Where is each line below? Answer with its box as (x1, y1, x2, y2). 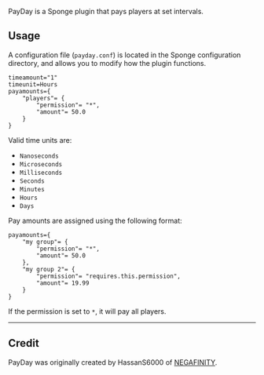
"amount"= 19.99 (36, 279, 90, 287)
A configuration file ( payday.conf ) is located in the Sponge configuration (8, 50, 241, 60)
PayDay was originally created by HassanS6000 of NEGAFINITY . (8, 357, 218, 367)
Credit (8, 337, 39, 350)
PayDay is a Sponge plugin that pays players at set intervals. (8, 7, 204, 16)
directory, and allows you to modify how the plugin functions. (8, 58, 207, 67)
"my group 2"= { (22, 265, 76, 273)
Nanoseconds (19, 152, 59, 160)
